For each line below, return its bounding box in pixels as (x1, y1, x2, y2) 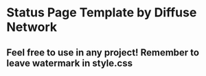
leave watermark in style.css (6, 57, 133, 69)
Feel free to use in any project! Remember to (6, 47, 200, 58)
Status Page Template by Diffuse (6, 5, 197, 21)
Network (6, 19, 58, 35)
